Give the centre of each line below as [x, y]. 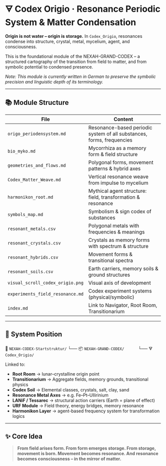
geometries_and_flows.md [37, 165]
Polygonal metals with [114, 226]
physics [20, 385]
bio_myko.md [22, 151]
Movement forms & [110, 254]
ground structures [109, 275]
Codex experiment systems [120, 291]
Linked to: [15, 364]
